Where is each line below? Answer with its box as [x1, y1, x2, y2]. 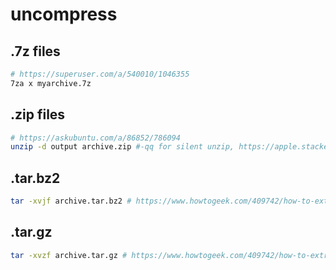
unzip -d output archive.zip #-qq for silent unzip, [10, 142, 235, 152]
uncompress [10, 3, 118, 26]
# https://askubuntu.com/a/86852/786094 [10, 133, 182, 143]
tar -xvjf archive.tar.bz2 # [10, 196, 132, 207]
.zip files [10, 106, 66, 123]
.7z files [10, 43, 61, 60]
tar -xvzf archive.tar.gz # [10, 250, 128, 260]
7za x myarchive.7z [10, 78, 92, 88]
